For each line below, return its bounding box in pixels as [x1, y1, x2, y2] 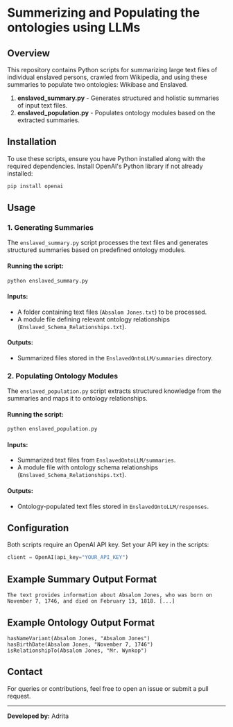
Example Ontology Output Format [7, 617, 155, 628]
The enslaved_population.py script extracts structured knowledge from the [7, 387, 222, 395]
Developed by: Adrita [7, 712, 69, 720]
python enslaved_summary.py [7, 277, 89, 284]
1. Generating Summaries [7, 223, 94, 232]
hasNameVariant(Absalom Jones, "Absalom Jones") [7, 635, 150, 642]
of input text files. [17, 101, 68, 109]
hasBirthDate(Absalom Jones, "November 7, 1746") [7, 641, 154, 648]
